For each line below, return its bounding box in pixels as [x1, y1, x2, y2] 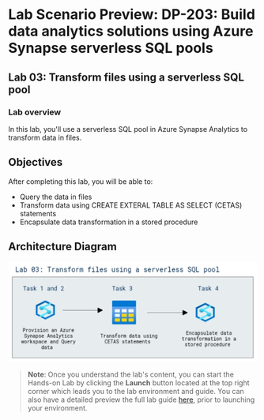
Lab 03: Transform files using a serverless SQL [8, 70, 245, 84]
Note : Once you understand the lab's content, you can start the [27, 369, 235, 379]
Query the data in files [19, 192, 92, 201]
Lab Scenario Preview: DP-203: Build [8, 6, 255, 24]
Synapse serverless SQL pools [8, 39, 213, 57]
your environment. [27, 403, 88, 412]
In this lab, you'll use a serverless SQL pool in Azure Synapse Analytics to [8, 124, 247, 133]
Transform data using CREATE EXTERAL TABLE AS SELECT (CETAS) [19, 200, 243, 210]
